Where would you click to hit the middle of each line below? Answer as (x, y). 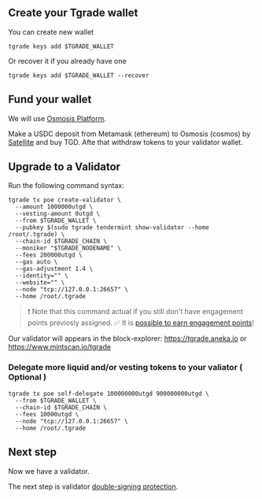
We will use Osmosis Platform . (57, 118)
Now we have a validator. (49, 471)
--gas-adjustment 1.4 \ (54, 269)
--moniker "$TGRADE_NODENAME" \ (68, 248)
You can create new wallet (51, 31)
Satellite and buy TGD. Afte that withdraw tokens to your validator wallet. (125, 142)
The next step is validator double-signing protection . (93, 486)
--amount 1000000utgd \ (54, 207)
